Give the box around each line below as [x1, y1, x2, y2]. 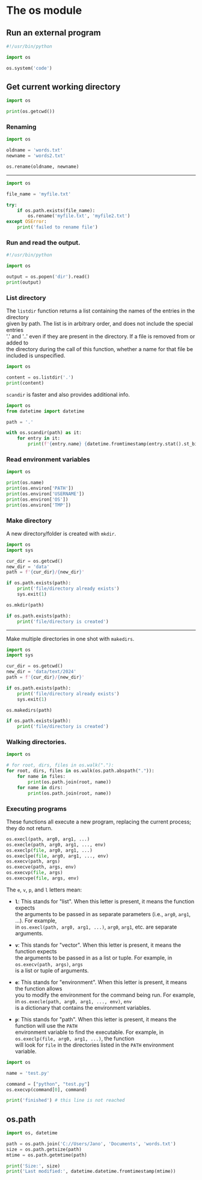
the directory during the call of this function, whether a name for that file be [6, 346, 194, 353]
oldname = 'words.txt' [6, 147, 63, 153]
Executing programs [6, 804, 67, 813]
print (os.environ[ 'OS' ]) [6, 497, 69, 503]
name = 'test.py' [6, 1070, 50, 1076]
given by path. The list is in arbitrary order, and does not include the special [6, 320, 194, 328]
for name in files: [17, 774, 66, 780]
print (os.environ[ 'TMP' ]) [6, 502, 71, 508]
